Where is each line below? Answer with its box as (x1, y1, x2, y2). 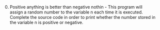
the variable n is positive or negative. (9, 19, 83, 25)
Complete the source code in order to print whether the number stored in (9, 15, 156, 20)
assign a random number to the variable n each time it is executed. (9, 9, 143, 15)
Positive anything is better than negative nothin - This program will (9, 4, 143, 10)
